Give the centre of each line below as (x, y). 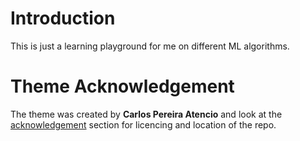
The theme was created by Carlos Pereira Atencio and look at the (146, 114)
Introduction (63, 18)
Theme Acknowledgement (122, 86)
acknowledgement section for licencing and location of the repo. (143, 124)
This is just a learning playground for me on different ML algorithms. (150, 46)
